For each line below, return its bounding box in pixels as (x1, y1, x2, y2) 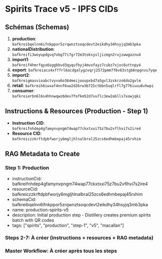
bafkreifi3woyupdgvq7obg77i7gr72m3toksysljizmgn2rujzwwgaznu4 (12, 52, 141, 57)
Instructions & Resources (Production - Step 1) (5, 107, 148, 115)
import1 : (12, 57, 29, 62)
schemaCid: (12, 196, 36, 202)
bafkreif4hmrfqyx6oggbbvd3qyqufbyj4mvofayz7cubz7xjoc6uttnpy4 (12, 63, 141, 67)
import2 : (12, 72, 30, 78)
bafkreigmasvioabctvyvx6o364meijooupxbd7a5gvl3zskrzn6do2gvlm (12, 78, 141, 83)
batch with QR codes (12, 217, 54, 223)
